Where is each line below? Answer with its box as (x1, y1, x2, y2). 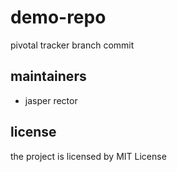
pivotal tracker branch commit (10, 39, 135, 51)
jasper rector (24, 94, 78, 106)
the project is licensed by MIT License (10, 150, 167, 162)
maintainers (10, 68, 87, 85)
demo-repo (10, 6, 107, 29)
